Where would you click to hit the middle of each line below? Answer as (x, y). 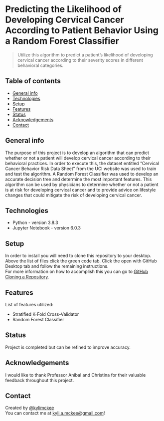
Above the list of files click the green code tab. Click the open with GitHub (81, 261)
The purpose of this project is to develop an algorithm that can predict (77, 153)
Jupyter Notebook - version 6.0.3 (47, 228)
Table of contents (33, 81)
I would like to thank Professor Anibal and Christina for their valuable (76, 375)
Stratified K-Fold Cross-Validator (46, 314)
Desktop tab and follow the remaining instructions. (57, 266)
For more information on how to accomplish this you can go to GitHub (77, 272)
